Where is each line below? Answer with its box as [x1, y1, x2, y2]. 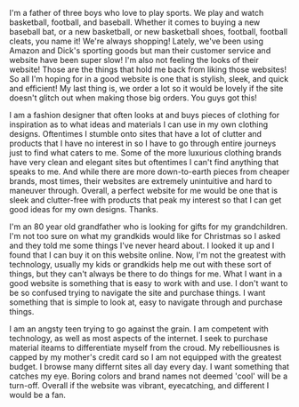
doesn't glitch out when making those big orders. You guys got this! [9, 92, 258, 103]
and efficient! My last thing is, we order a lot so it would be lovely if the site [9, 84, 284, 93]
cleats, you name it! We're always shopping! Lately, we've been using [9, 36, 264, 46]
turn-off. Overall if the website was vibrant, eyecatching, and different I [9, 380, 270, 390]
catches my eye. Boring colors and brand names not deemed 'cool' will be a [9, 371, 288, 381]
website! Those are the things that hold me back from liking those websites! [9, 64, 287, 75]
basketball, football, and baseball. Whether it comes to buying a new [9, 17, 261, 28]
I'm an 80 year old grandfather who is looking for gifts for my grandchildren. [9, 221, 288, 232]
